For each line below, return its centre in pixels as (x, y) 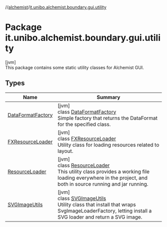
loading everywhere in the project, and (102, 178)
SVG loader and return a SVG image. (100, 217)
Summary (109, 97)
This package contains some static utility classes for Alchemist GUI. (75, 67)
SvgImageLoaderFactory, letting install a (105, 211)
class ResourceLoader (84, 165)
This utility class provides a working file (104, 171)
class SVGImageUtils (82, 198)
